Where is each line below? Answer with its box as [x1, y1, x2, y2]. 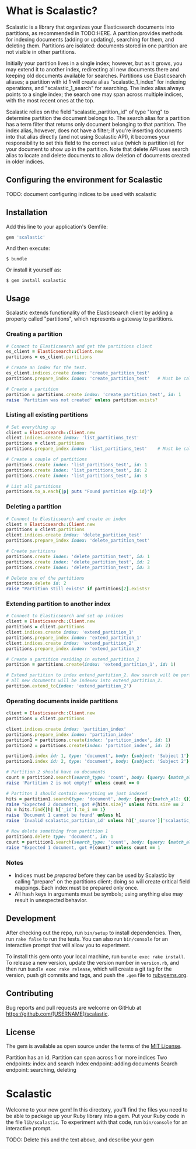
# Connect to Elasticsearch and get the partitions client [6, 343, 153, 349]
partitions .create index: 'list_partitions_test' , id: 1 [6, 462, 148, 467]
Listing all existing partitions [6, 411, 89, 419]
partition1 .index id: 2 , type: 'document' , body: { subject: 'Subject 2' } [6, 759, 190, 765]
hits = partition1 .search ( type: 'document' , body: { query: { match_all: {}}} [6, 796, 194, 802]
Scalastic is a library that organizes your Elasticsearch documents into [6, 23, 175, 30]
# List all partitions [6, 483, 61, 489]
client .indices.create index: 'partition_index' [6, 726, 127, 732]
